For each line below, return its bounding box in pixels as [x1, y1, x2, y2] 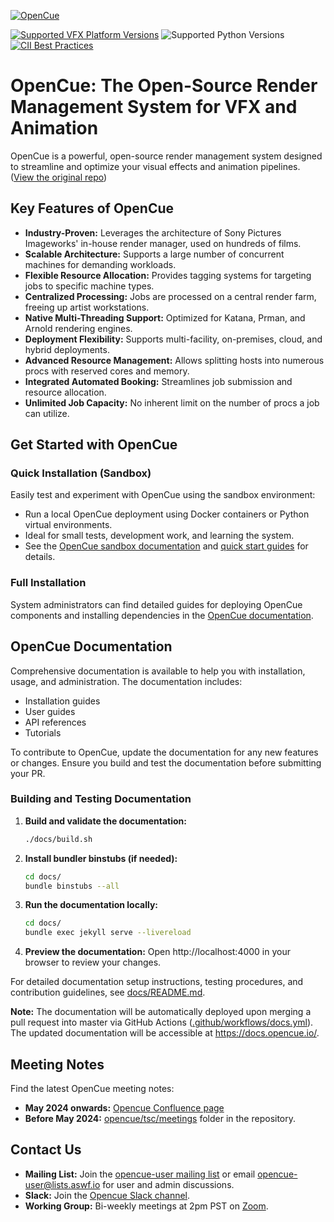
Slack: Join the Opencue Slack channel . [24, 1189, 191, 1201]
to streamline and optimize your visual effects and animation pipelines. [10, 160, 301, 172]
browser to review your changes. [24, 956, 162, 969]
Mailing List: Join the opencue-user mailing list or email [24, 1168, 256, 1180]
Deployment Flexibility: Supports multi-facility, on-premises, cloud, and [24, 333, 323, 345]
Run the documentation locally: [24, 899, 159, 911]
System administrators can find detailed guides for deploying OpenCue [10, 598, 303, 610]
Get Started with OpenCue [10, 436, 178, 454]
